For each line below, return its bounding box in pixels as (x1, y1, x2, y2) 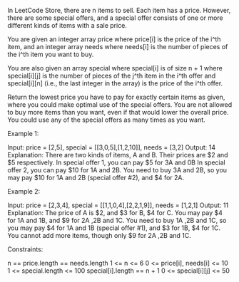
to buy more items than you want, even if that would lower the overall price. (7, 108, 229, 116)
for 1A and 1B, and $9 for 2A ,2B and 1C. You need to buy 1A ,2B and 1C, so (7, 216, 227, 224)
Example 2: (7, 187, 41, 195)
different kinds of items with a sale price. (7, 21, 127, 29)
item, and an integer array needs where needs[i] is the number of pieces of (7, 43, 228, 51)
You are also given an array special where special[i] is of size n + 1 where (7, 64, 223, 72)
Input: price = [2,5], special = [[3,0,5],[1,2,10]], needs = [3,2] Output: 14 (7, 143, 216, 152)
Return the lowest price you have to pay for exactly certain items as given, (7, 93, 225, 101)
